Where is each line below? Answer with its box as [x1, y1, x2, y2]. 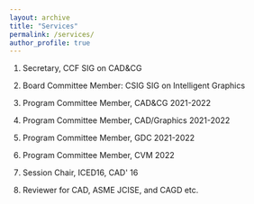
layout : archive [9, 13, 70, 22]
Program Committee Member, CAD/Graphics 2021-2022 [22, 115, 231, 126]
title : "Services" [9, 22, 78, 31]
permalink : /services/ [9, 30, 95, 39]
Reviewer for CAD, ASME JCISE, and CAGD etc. [22, 185, 199, 196]
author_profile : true [9, 38, 91, 48]
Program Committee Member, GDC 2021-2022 [22, 132, 195, 144]
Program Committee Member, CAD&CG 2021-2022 [22, 98, 212, 109]
